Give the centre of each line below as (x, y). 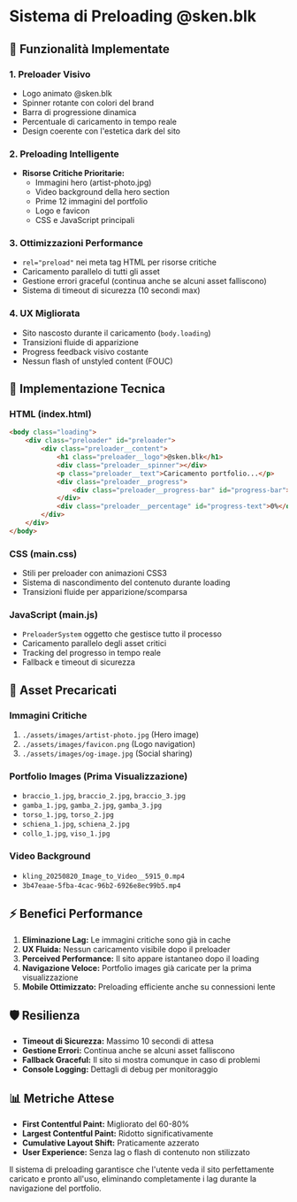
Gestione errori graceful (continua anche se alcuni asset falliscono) (144, 281)
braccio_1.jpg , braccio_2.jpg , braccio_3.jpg (103, 796)
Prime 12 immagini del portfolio (91, 202)
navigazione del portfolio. (55, 1189)
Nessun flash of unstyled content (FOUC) (98, 361)
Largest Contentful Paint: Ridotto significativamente (118, 1134)
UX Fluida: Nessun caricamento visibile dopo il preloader (126, 949)
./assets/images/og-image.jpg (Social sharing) (107, 753)
